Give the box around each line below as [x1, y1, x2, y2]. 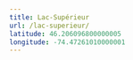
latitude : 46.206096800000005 [9, 29, 122, 38]
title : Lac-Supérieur [9, 12, 90, 22]
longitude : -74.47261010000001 [9, 37, 126, 47]
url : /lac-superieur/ [9, 21, 90, 30]
